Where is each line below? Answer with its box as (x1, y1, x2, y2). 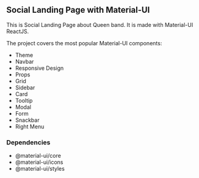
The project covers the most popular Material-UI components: (6, 39, 162, 46)
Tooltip (15, 97, 33, 104)
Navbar (15, 57, 34, 65)
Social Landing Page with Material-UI (6, 5, 150, 15)
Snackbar (15, 116, 40, 124)
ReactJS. (6, 28, 29, 35)
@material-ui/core (15, 152, 61, 160)
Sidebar (15, 84, 35, 91)
